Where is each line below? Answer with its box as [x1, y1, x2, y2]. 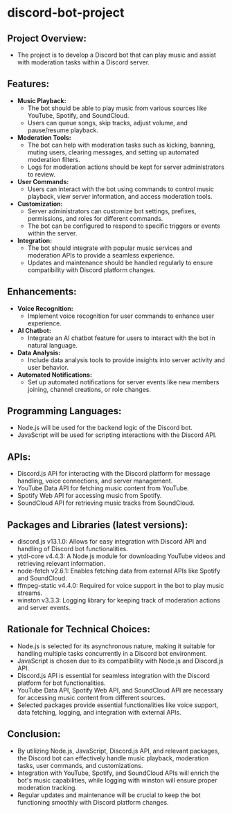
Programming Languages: [7, 405, 122, 417]
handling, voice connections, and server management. [17, 476, 173, 485]
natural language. [27, 341, 78, 349]
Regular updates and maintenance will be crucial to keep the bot [17, 791, 201, 799]
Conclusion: [7, 729, 61, 740]
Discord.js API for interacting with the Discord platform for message [17, 470, 211, 478]
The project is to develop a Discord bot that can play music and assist [17, 51, 217, 59]
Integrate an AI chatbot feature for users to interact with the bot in [27, 334, 216, 342]
